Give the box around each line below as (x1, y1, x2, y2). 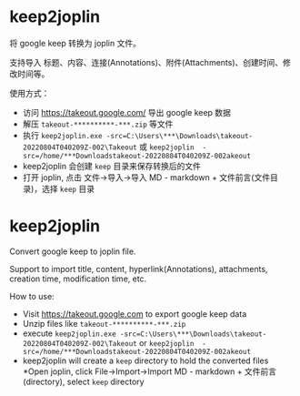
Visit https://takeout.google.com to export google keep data (22, 308, 247, 320)
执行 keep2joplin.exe (22, 129, 103, 140)
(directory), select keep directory (22, 376, 145, 387)
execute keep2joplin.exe (22, 328, 116, 339)
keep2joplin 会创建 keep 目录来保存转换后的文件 (22, 160, 202, 171)
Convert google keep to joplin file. (9, 246, 136, 257)
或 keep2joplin (139, 141, 195, 152)
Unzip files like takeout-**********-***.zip (22, 318, 186, 329)
